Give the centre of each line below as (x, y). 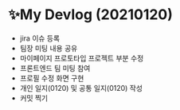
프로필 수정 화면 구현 (52, 78)
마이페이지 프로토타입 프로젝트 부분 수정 (82, 58)
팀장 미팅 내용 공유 (49, 48)
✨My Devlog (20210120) (91, 15)
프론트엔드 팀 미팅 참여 (55, 68)
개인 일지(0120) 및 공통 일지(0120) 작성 (81, 88)
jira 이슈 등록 (40, 38)
